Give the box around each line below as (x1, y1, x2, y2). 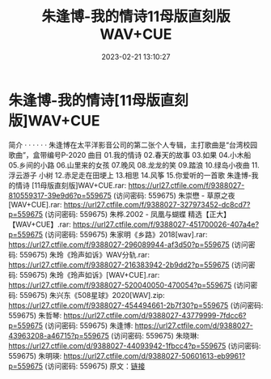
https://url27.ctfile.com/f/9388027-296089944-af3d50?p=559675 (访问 (8, 240, 249, 249)
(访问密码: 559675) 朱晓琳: (110, 330, 200, 340)
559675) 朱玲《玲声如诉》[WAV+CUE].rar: (19, 270, 160, 279)
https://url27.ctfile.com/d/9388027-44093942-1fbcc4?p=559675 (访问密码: (8, 341, 261, 351)
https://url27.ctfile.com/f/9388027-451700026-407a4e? (72, 219, 260, 229)
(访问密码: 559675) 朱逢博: (44, 321, 133, 330)
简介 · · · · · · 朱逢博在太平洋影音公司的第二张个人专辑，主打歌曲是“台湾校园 (8, 139, 257, 150)
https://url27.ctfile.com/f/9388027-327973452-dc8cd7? (63, 199, 251, 209)
